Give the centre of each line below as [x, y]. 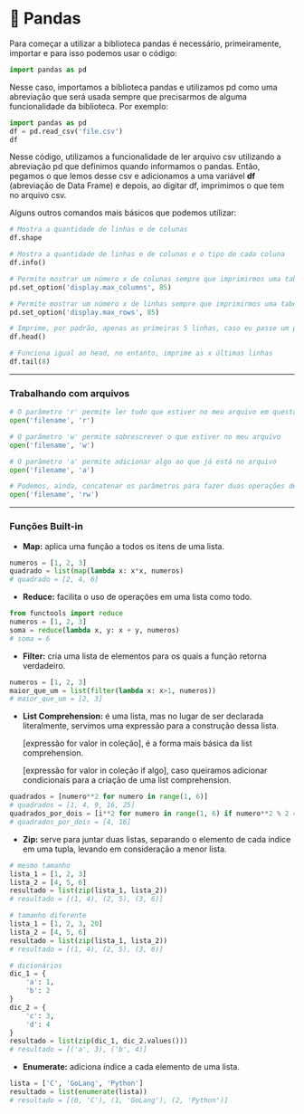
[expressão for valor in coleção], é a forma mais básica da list [137, 743]
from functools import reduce [66, 614]
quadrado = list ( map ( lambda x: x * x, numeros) [96, 571]
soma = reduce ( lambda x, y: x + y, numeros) [95, 630]
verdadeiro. [44, 665]
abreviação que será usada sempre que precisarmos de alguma [128, 96]
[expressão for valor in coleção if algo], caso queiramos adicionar [145, 771]
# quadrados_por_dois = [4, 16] [70, 822]
